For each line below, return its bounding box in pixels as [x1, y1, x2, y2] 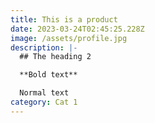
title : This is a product [10, 14, 118, 25]
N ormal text [19, 88, 70, 98]
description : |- [10, 42, 78, 53]
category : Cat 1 [10, 97, 78, 107]
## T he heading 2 [19, 52, 92, 62]
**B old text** [19, 70, 78, 80]
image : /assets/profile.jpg [10, 33, 128, 43]
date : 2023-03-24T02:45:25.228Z [10, 24, 145, 34]
